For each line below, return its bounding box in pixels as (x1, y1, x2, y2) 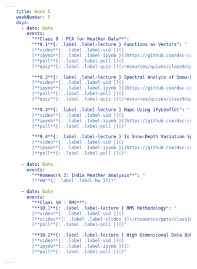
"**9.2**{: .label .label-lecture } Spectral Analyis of (31, 74, 175, 80)
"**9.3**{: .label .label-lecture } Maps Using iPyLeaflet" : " (31, 107, 191, 113)
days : (16, 19, 30, 25)
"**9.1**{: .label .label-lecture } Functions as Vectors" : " (31, 42, 188, 48)
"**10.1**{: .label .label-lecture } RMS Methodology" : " (31, 205, 177, 211)
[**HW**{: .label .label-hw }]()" (31, 178, 116, 183)
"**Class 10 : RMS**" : (31, 199, 88, 205)
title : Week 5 (16, 8, 51, 15)
